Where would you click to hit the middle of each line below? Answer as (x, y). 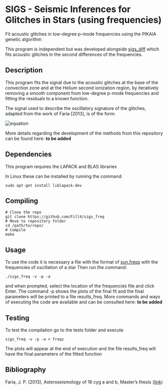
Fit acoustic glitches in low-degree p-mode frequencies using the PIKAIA (81, 34)
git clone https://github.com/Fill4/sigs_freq (55, 217)
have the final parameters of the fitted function (54, 354)
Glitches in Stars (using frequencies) (83, 20)
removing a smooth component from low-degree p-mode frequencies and (82, 93)
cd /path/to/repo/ (24, 226)
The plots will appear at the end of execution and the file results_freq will (80, 348)
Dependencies (28, 154)
